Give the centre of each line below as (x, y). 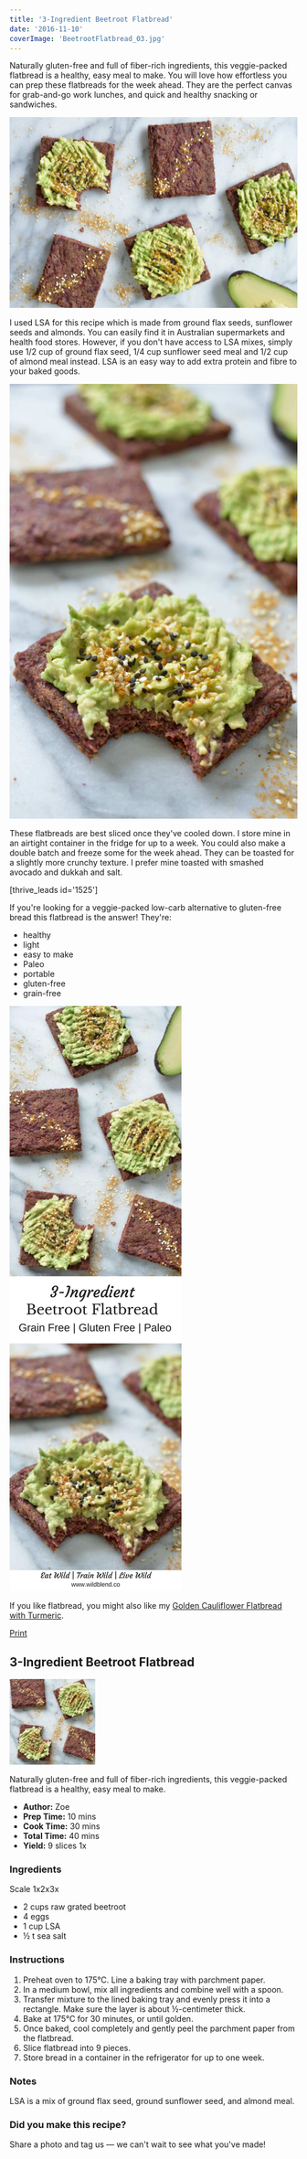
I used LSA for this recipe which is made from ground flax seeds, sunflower (151, 323)
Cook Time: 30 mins (61, 1826)
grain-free (42, 994)
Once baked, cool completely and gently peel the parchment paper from (159, 2028)
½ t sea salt (44, 1936)
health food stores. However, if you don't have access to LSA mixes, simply (151, 342)
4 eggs (36, 1917)
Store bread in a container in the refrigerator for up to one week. (143, 2058)
